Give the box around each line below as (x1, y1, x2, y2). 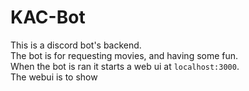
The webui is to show (10, 71, 98, 83)
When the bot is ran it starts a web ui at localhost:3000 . (10, 60, 240, 72)
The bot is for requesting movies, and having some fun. (10, 49, 239, 61)
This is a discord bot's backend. (10, 39, 142, 51)
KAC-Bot (10, 6, 86, 29)
